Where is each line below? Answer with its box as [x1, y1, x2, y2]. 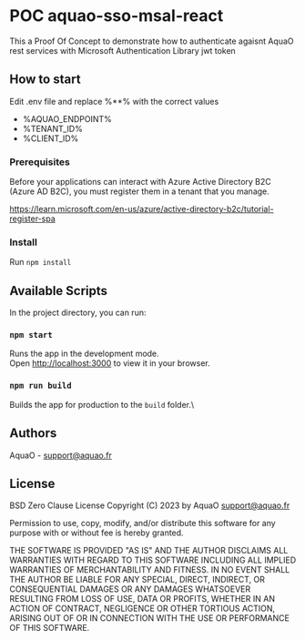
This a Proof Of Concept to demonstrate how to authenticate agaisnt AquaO [9, 36, 294, 46]
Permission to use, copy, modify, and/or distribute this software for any [9, 518, 276, 529]
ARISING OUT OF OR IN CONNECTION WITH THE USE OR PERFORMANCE [9, 613, 290, 624]
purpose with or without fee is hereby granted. [9, 527, 184, 538]
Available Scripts [9, 283, 107, 299]
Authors [9, 425, 57, 442]
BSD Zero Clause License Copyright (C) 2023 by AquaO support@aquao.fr [9, 500, 290, 511]
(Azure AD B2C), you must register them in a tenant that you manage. [9, 186, 270, 197]
